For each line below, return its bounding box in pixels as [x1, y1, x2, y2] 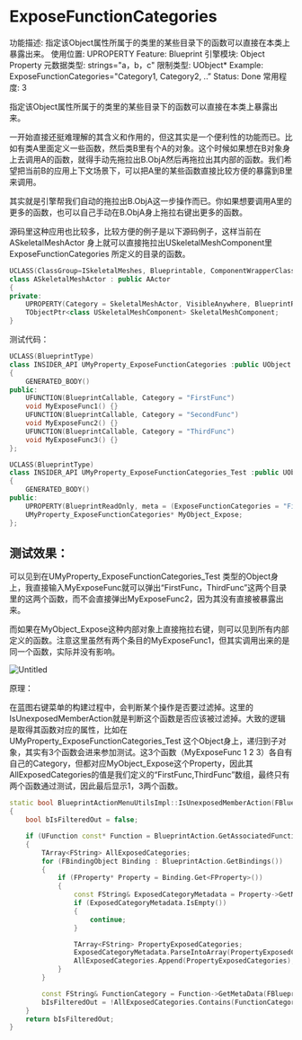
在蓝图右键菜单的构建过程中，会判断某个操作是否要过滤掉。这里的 [9, 702, 253, 713]
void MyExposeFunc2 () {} [25, 419, 119, 428]
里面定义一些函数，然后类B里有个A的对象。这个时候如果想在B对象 [38, 142, 283, 154]
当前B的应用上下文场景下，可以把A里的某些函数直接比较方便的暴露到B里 [24, 164, 293, 176]
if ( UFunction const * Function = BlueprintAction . [25, 831, 219, 840]
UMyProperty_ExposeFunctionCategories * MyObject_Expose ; [25, 510, 244, 519]
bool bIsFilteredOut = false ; [25, 815, 139, 824]
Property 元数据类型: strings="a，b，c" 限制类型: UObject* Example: [9, 59, 263, 70]
